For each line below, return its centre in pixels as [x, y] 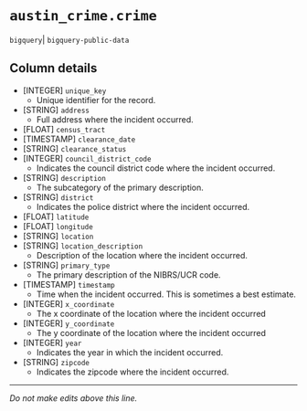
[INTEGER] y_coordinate [69, 323]
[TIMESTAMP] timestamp [69, 284]
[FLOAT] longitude [58, 226]
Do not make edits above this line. [74, 398]
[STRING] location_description [83, 246]
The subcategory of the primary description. [120, 187]
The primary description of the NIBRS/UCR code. [128, 274]
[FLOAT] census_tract [64, 129]
